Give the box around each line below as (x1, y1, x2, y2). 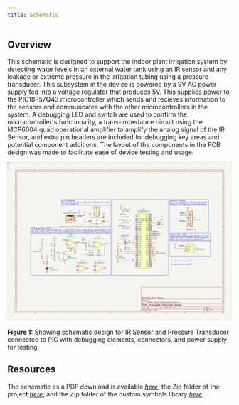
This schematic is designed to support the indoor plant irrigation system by (7, 58, 228, 66)
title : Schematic (7, 11, 59, 18)
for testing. (7, 342, 40, 351)
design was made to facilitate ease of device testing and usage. (7, 148, 194, 156)
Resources (7, 363, 56, 376)
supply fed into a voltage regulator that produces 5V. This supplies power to (7, 87, 230, 96)
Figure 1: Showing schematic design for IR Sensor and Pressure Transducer (7, 328, 230, 336)
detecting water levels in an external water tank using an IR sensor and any (7, 65, 228, 74)
